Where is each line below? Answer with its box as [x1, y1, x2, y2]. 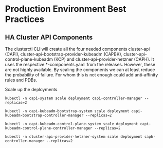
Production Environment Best [5, 3, 127, 15]
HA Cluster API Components [5, 33, 93, 41]
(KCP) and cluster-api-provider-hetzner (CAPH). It [54, 56, 154, 62]
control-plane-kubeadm [5, 56, 53, 62]
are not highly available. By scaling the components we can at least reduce [5, 67, 155, 73]
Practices [5, 14, 45, 25]
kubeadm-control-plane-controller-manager [5, 126, 92, 130]
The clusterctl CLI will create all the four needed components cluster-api [5, 46, 150, 52]
